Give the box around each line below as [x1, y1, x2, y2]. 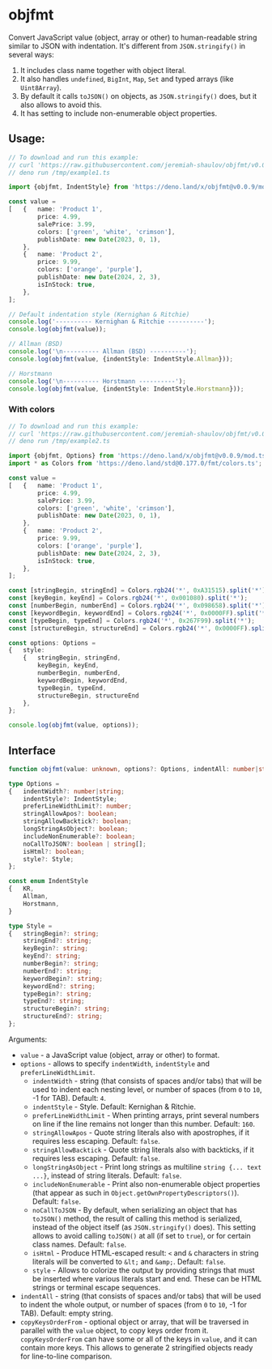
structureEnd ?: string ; [23, 1013, 104, 1021]
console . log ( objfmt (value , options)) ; [8, 721, 139, 730]
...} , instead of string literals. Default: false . [32, 1171, 182, 1180]
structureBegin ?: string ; [23, 1004, 111, 1013]
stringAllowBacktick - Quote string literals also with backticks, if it [32, 1145, 255, 1154]
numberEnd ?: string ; [23, 966, 92, 975]
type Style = [8, 922, 53, 930]
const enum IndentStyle [8, 877, 89, 885]
